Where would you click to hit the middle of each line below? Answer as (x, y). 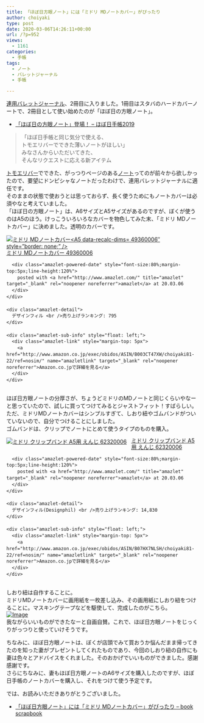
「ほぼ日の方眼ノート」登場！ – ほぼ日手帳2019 (75, 124)
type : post (20, 23)
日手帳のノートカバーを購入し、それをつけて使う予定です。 (81, 680)
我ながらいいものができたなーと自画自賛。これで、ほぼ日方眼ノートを (94, 622)
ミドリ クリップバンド (159, 441)
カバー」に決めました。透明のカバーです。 (64, 227)
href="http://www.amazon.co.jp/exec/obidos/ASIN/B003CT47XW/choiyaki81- (100, 355)
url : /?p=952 (23, 35)
